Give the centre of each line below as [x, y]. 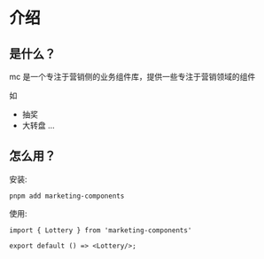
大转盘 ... [38, 126]
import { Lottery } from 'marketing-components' [101, 230]
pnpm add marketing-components [67, 196]
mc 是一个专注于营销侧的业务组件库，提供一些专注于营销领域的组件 [132, 77]
